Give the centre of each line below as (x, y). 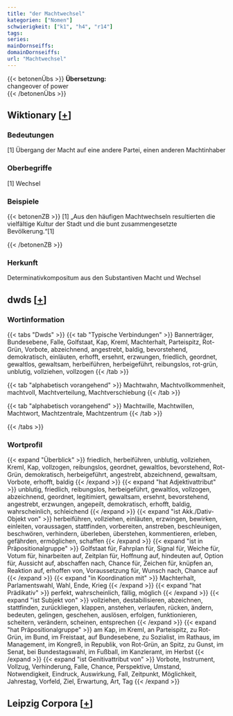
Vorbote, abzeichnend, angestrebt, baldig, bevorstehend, (106, 350)
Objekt (17, 519)
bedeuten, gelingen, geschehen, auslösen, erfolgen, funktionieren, (102, 615)
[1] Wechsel (24, 183)
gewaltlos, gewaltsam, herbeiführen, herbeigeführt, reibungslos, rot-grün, (113, 364)
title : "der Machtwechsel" (46, 14)
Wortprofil (25, 444)
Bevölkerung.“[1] (31, 231)
